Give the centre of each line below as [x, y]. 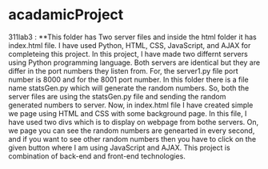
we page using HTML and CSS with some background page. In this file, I [128, 113]
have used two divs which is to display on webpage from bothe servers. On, [134, 122]
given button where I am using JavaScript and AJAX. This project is [119, 147]
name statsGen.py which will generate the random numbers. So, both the [129, 88]
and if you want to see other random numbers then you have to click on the [132, 139]
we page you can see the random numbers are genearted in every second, [132, 131]
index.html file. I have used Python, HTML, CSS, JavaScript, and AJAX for [130, 45]
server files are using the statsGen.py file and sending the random [117, 96]
